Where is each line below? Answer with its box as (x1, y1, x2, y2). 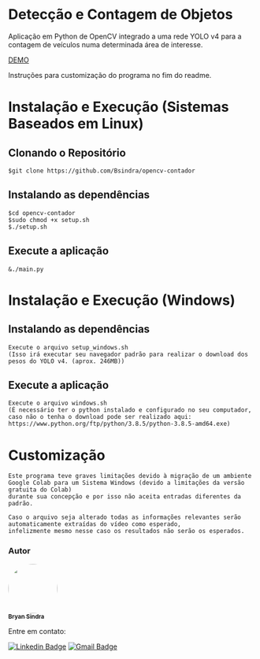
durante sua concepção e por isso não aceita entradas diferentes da (8, 493, 242, 501)
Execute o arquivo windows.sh (8, 399, 108, 407)
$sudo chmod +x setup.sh (8, 216, 90, 224)
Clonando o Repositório (8, 146, 126, 159)
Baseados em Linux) (8, 115, 144, 133)
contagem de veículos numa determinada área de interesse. (8, 39, 203, 49)
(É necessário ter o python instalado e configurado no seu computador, (8, 406, 252, 414)
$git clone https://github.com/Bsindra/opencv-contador (8, 167, 195, 175)
